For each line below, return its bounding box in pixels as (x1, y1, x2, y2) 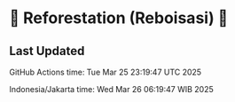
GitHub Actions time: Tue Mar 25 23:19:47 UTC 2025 (9, 67, 202, 77)
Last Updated (9, 43, 85, 59)
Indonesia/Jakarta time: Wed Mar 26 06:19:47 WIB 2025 (9, 84, 215, 94)
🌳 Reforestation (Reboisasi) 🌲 (9, 8, 229, 28)
